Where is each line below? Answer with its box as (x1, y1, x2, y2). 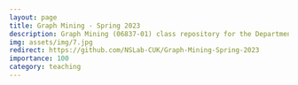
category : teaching (9, 63, 82, 72)
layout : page (9, 12, 58, 22)
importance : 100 (9, 54, 69, 63)
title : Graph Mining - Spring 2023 (9, 21, 141, 30)
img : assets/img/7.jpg (9, 37, 93, 47)
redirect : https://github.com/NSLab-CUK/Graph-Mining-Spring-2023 (9, 46, 260, 55)
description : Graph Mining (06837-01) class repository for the (9, 29, 252, 38)
